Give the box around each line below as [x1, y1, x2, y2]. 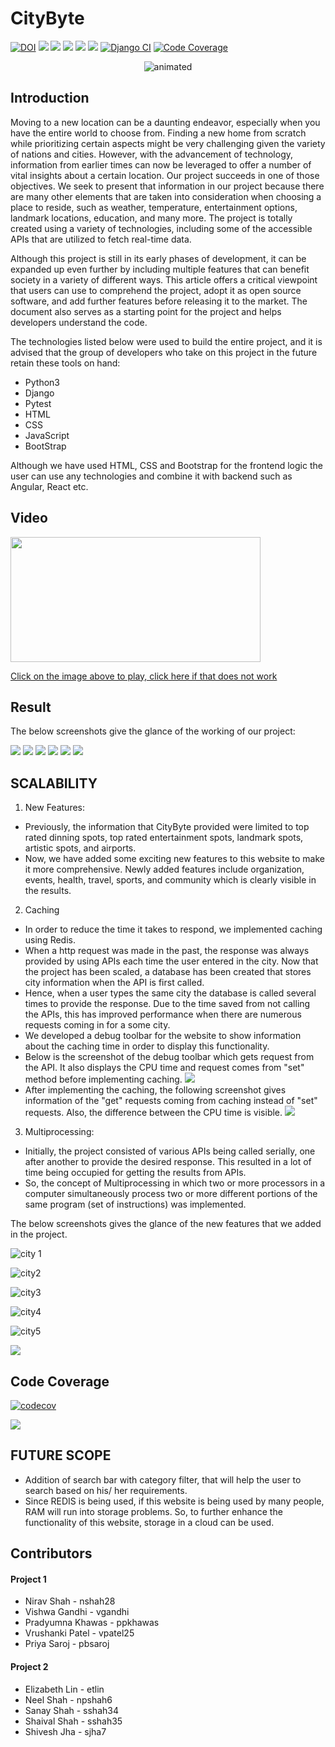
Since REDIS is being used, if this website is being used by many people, [24, 1495, 325, 1507]
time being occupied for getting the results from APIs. [24, 1167, 247, 1179]
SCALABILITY [10, 775, 98, 792]
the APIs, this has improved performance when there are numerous [24, 1008, 302, 1021]
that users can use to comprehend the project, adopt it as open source [10, 284, 302, 296]
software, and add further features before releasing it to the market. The [10, 295, 308, 307]
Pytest [24, 397, 52, 409]
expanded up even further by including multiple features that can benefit [10, 263, 310, 275]
